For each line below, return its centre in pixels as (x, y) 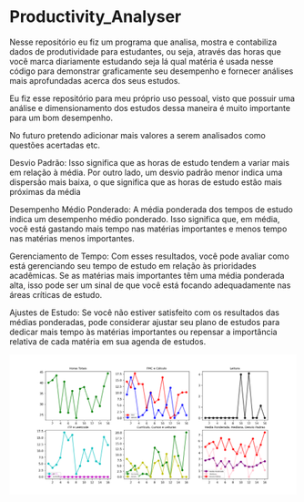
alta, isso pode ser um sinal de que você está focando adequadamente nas (150, 285)
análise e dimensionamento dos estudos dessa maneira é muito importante (150, 108)
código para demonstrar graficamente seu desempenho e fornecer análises (152, 71)
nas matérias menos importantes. (72, 238)
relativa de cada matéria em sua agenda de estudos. (108, 341)
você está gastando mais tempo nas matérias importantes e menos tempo (148, 229)
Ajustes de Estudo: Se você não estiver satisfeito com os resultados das (145, 312)
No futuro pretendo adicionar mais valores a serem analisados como (138, 135)
